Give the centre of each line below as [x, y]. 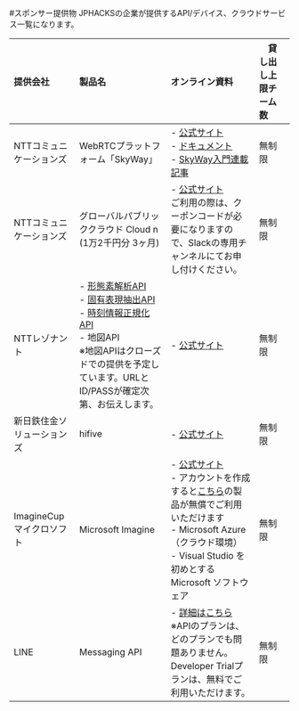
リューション [40, 434]
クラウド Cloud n [123, 229]
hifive [90, 433]
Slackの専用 [213, 243]
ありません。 [206, 653]
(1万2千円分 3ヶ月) [119, 243]
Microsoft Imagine [117, 530]
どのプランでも [202, 639]
